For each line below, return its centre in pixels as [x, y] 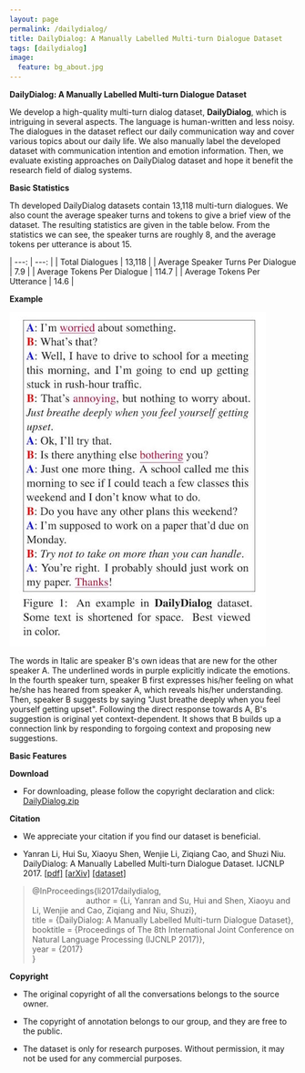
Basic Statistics [40, 188]
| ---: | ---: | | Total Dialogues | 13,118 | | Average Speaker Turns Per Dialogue [153, 262]
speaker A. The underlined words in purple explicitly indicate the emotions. [150, 671]
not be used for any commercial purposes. [102, 1058]
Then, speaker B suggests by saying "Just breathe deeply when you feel [145, 699]
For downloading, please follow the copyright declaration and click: [148, 791]
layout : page [34, 19]
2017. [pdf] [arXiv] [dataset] [74, 873]
